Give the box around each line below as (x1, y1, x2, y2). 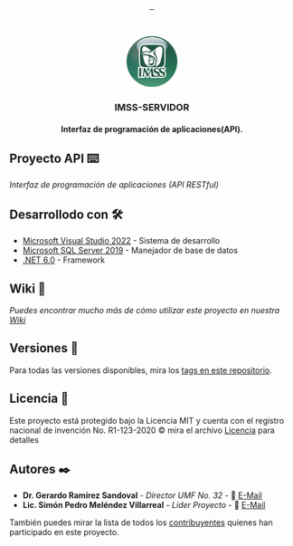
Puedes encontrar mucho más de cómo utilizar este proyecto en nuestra (9, 304, 280, 315)
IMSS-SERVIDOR (114, 101, 190, 113)
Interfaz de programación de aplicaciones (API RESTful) (9, 179, 220, 190)
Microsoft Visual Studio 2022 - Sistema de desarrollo (22, 235, 221, 246)
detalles (9, 434, 39, 445)
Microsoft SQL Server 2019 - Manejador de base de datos (22, 245, 238, 256)
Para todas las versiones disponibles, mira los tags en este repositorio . (9, 364, 273, 376)
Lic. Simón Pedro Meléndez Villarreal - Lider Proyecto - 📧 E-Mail (22, 500, 266, 511)
